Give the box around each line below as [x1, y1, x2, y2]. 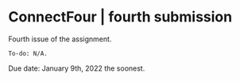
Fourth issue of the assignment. [8, 34, 112, 44]
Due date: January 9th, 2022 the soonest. [8, 64, 145, 73]
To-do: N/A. [8, 49, 48, 57]
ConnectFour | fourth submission [8, 8, 233, 26]
